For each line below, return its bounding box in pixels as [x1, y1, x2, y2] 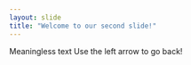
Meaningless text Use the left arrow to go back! [9, 45, 183, 56]
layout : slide [9, 12, 62, 22]
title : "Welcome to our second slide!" [9, 21, 157, 30]
